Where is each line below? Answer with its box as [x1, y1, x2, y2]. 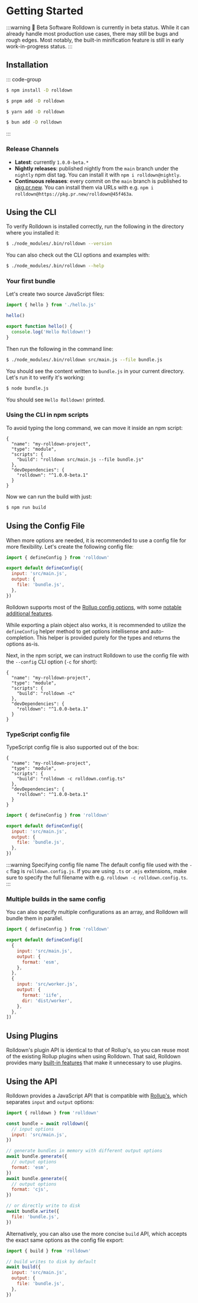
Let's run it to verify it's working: [6, 374, 85, 381]
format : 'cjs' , [11, 1187, 49, 1193]
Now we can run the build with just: [6, 493, 92, 500]
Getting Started [6, 4, 84, 18]
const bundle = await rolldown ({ [6, 1121, 89, 1127]
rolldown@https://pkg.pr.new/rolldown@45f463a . [14, 190, 133, 197]
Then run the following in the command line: [6, 345, 113, 352]
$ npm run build [6, 504, 46, 510]
